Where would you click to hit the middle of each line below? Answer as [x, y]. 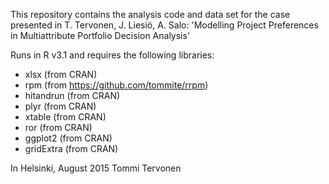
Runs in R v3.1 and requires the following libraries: [112, 55]
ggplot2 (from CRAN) [68, 138]
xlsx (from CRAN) [61, 74]
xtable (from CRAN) [65, 117]
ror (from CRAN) [58, 127]
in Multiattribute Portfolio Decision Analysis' [100, 35]
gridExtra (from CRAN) [71, 148]
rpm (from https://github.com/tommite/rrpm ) [116, 85]
